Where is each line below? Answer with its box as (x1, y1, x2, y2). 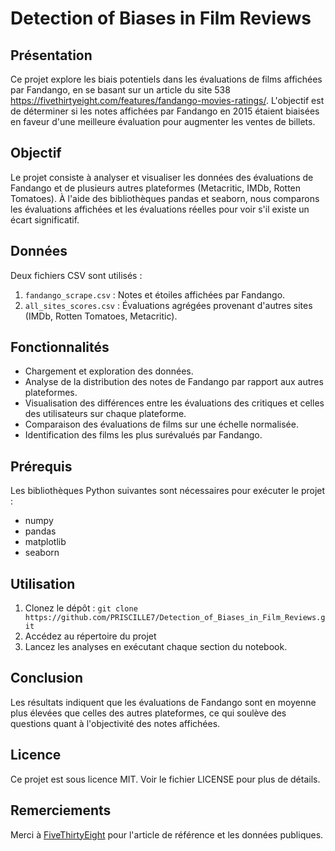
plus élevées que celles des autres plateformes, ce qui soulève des (10, 707, 287, 719)
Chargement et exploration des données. (24, 365, 194, 377)
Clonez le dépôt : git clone (24, 602, 138, 614)
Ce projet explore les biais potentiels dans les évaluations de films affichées (10, 73, 323, 85)
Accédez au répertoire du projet (24, 630, 157, 642)
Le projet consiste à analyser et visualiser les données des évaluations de (10, 171, 314, 183)
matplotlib (24, 536, 67, 548)
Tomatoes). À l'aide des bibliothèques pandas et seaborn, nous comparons (10, 192, 320, 204)
